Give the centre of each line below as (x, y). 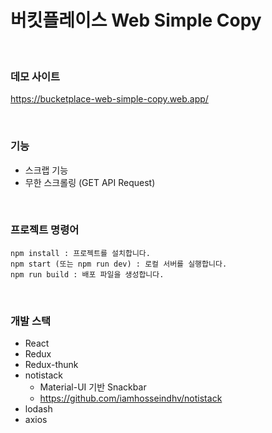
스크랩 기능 (46, 170)
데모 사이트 (35, 76)
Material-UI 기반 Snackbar (93, 387)
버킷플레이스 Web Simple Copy (136, 20)
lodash (38, 409)
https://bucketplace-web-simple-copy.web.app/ (109, 99)
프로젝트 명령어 (45, 230)
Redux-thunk (51, 365)
